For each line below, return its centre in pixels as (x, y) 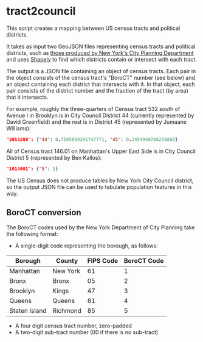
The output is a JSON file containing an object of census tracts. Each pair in (101, 71)
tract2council (41, 11)
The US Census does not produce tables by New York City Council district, (100, 180)
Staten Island (28, 310)
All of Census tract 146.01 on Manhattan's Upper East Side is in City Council (101, 151)
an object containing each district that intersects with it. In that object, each (101, 84)
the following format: (33, 233)
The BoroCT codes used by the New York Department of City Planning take (101, 227)
